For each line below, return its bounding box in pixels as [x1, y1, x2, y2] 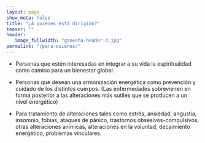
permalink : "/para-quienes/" [6, 44, 81, 50]
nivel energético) [15, 98, 58, 105]
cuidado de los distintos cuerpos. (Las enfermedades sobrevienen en [15, 85, 191, 92]
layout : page [6, 9, 40, 15]
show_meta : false [6, 15, 51, 21]
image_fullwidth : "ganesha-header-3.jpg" [14, 37, 122, 44]
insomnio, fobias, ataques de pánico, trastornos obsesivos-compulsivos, [15, 116, 199, 123]
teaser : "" [6, 26, 34, 33]
